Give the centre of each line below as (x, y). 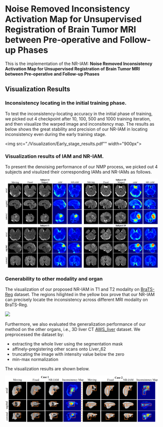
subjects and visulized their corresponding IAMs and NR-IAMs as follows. (78, 172)
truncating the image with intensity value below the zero (68, 354)
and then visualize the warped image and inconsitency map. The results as (80, 124)
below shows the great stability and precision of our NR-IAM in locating (76, 129)
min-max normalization (35, 360)
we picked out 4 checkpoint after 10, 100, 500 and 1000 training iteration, (78, 119)
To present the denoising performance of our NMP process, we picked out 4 (81, 166)
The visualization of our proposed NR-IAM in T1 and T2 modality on (72, 289)
